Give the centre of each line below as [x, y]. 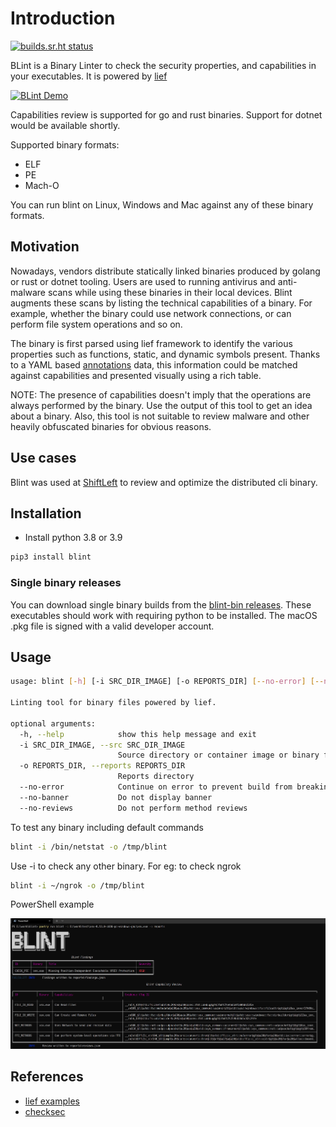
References [47, 1077]
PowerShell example [52, 904]
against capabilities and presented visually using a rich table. [136, 375]
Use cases [43, 458]
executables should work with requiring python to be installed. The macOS [164, 615]
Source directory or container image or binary [218, 755]
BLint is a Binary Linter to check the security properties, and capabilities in [163, 65]
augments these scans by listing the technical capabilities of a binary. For [161, 303]
